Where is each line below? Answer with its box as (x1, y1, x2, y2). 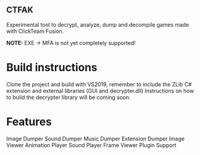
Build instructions (6, 61, 98, 74)
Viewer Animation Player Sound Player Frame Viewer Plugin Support (6, 141, 177, 148)
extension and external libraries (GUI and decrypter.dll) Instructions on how (6, 87, 195, 94)
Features (6, 115, 52, 128)
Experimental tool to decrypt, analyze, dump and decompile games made (6, 21, 189, 28)
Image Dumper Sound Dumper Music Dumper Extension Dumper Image (6, 135, 185, 142)
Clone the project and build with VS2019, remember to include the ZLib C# (6, 80, 192, 88)
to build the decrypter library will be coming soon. (6, 94, 131, 101)
